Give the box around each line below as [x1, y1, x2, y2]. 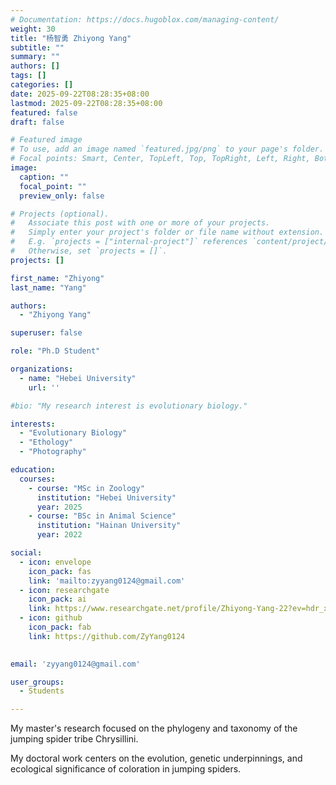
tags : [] [10, 71, 47, 81]
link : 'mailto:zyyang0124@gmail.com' [28, 576, 186, 586]
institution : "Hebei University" [36, 492, 177, 503]
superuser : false [10, 328, 83, 338]
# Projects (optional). [10, 209, 110, 219]
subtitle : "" [10, 42, 65, 53]
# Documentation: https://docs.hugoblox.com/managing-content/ [10, 14, 280, 25]
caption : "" [19, 172, 70, 182]
